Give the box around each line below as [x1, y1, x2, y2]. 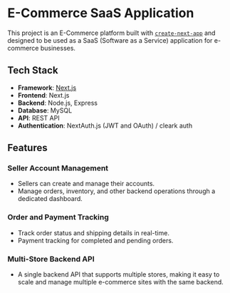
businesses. [40, 43, 76, 52]
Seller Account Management [7, 163, 109, 173]
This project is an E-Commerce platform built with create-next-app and [7, 29, 216, 37]
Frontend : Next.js [17, 91, 70, 99]
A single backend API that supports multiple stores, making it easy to [17, 270, 220, 279]
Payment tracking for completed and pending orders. [17, 236, 174, 245]
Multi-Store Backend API [7, 254, 95, 264]
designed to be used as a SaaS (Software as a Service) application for [7, 36, 213, 44]
